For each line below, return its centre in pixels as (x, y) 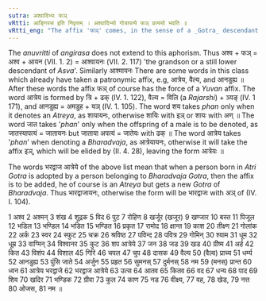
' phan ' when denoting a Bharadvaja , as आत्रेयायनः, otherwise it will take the (128, 142)
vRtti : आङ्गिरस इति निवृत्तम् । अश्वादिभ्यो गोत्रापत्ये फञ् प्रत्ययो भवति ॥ (98, 23)
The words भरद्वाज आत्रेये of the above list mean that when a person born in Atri (132, 167)
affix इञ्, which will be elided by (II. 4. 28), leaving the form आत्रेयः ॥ (116, 151)
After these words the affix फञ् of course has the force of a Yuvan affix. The (132, 89)
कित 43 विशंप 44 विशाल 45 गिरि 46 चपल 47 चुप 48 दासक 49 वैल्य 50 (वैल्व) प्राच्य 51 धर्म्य (130, 253)
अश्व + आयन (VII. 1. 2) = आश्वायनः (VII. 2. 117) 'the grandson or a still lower (123, 62)
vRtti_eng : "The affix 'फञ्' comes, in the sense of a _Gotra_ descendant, (135, 30)
